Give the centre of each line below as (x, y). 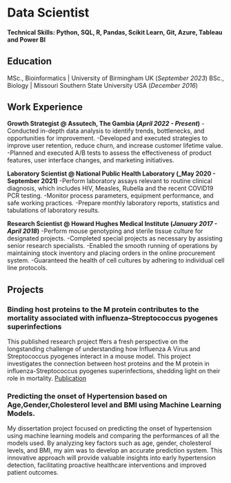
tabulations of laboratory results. (53, 210)
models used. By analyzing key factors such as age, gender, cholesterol (109, 443)
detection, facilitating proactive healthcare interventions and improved (107, 465)
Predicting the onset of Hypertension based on (87, 397)
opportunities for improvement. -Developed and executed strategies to (108, 138)
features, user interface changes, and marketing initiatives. (91, 160)
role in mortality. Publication (47, 379)
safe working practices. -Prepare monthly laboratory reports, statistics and (113, 203)
